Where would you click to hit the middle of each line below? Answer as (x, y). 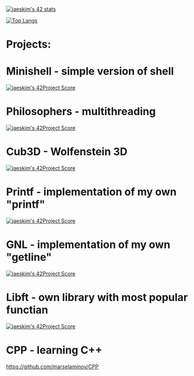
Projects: (29, 45)
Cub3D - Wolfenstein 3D (67, 152)
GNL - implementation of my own (88, 245)
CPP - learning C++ (54, 350)
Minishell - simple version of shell (90, 71)
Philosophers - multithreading (81, 112)
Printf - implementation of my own (91, 192)
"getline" (29, 257)
